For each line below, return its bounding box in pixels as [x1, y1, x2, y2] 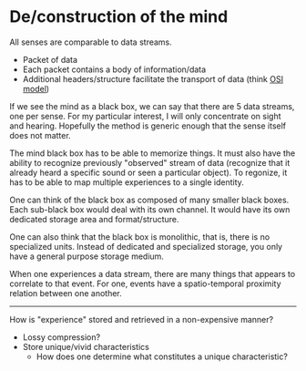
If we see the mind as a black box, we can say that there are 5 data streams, [9, 100, 295, 111]
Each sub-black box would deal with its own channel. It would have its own [9, 203, 291, 215]
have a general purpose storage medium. [9, 251, 164, 262]
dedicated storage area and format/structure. [9, 213, 179, 224]
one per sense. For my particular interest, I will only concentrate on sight [9, 110, 281, 121]
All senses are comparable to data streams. [9, 36, 173, 47]
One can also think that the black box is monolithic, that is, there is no [9, 231, 270, 242]
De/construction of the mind [9, 6, 229, 27]
